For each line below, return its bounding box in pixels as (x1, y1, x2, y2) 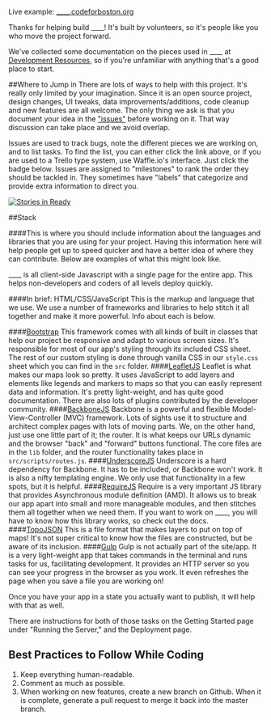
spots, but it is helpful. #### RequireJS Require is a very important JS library (8, 481, 262, 491)
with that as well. (8, 600, 65, 610)
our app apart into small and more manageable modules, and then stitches (8, 499, 256, 508)
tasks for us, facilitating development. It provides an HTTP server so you (8, 559, 249, 569)
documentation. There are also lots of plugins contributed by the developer (8, 396, 259, 405)
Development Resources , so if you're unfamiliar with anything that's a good (8, 56, 259, 65)
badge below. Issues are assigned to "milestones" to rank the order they (8, 164, 249, 173)
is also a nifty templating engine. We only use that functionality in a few (8, 473, 246, 482)
